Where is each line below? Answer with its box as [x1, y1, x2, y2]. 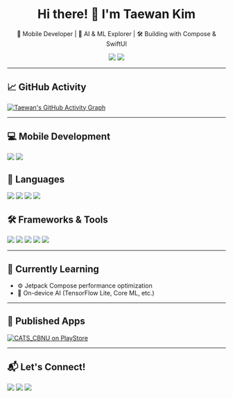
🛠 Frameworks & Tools [7, 214, 109, 225]
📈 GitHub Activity [7, 81, 87, 93]
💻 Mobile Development [7, 131, 111, 143]
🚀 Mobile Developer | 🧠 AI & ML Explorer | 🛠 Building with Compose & [17, 29, 216, 37]
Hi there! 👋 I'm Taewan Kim [37, 6, 196, 22]
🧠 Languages [7, 173, 64, 185]
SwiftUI [106, 40, 127, 48]
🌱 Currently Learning [7, 263, 99, 275]
